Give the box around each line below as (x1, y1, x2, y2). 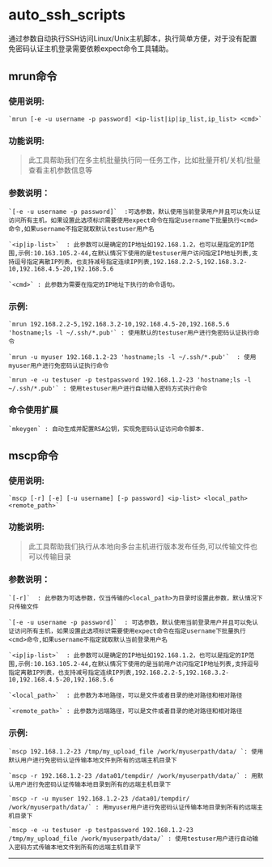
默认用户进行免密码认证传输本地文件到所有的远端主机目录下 (8, 756, 177, 765)
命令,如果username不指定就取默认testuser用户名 (8, 225, 155, 233)
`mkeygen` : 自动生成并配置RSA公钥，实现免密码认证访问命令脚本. (8, 425, 206, 433)
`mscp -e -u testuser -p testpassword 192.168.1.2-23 (8, 826, 194, 835)
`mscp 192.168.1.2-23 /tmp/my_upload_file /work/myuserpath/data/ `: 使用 (8, 748, 264, 756)
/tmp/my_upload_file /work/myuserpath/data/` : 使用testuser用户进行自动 (8, 835, 253, 844)
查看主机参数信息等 (28, 164, 93, 175)
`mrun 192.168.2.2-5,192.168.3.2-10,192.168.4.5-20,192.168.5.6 (8, 320, 230, 328)
